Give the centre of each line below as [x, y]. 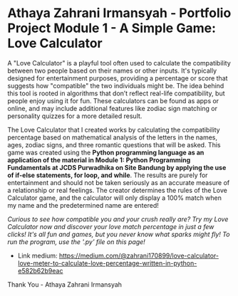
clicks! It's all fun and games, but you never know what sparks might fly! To [119, 234]
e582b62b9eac [40, 270]
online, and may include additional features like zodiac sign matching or [112, 108]
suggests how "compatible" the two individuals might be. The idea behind [116, 85]
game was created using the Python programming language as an [106, 152]
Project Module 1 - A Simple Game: [112, 28]
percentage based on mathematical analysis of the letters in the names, [112, 137]
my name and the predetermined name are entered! [83, 205]
